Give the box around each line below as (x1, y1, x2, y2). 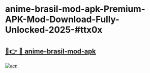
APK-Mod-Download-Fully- (5, 14, 120, 25)
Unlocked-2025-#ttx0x (5, 24, 103, 35)
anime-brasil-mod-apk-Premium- (5, 3, 146, 15)
